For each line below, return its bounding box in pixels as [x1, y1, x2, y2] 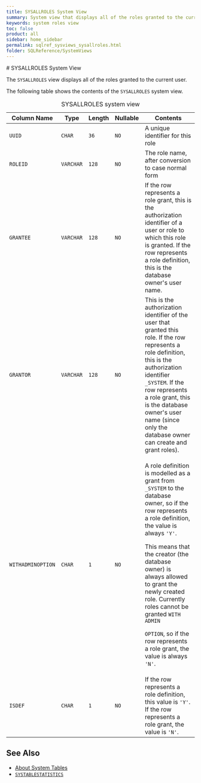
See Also [6, 748, 40, 758]
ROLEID [9, 160, 28, 167]
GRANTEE [9, 234, 31, 241]
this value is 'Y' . [144, 697, 191, 706]
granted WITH [144, 610, 181, 618]
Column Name [11, 113, 53, 122]
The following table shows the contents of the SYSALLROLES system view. [6, 88, 184, 95]
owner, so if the [144, 499, 188, 507]
